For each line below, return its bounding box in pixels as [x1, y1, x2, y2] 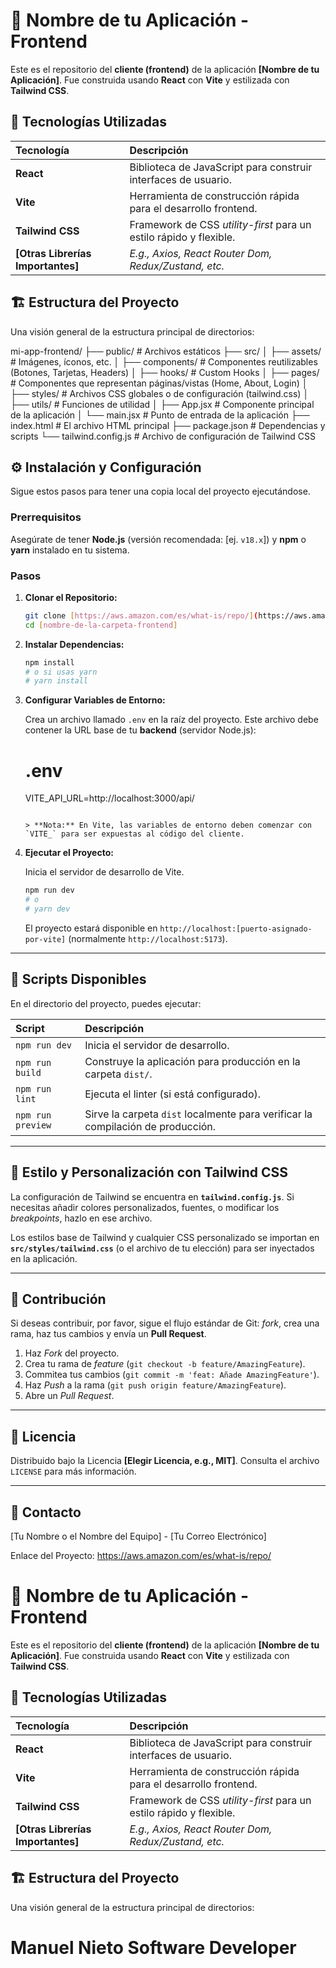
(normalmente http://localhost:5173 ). [68, 932, 228, 944]
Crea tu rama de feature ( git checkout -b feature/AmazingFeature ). [24, 1358, 306, 1370]
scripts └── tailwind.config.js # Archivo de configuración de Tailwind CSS [10, 430, 316, 442]
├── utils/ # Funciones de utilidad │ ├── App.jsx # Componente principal [10, 398, 315, 410]
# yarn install [24, 676, 89, 686]
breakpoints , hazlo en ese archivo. [10, 1212, 153, 1224]
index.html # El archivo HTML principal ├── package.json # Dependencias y [10, 419, 326, 431]
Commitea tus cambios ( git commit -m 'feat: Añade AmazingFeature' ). [24, 1369, 320, 1381]
